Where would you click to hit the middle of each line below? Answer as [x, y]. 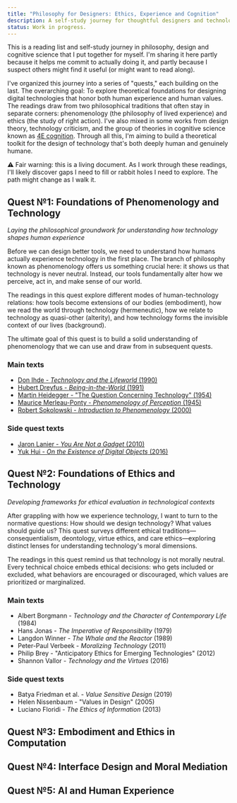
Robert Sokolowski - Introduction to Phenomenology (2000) [104, 410]
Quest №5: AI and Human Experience [91, 791]
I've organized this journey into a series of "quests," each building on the [113, 83]
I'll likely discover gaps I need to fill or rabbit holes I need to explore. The [113, 172]
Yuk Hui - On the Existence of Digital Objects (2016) [93, 451]
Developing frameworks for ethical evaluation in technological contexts [111, 502]
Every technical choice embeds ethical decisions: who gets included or [111, 567]
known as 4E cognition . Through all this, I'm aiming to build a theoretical [112, 136]
